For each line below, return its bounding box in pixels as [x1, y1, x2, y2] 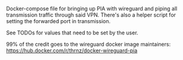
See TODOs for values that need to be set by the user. [6, 29, 138, 36]
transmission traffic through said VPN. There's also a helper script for [6, 11, 176, 18]
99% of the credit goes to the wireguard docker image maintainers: [6, 41, 171, 48]
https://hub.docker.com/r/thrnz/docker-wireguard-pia [6, 47, 138, 54]
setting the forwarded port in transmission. [6, 18, 111, 24]
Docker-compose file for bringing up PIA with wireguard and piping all [6, 5, 178, 12]
